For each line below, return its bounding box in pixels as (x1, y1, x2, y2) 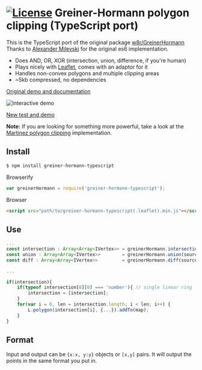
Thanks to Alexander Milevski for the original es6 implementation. (6, 45, 169, 52)
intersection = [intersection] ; (28, 290, 109, 296)
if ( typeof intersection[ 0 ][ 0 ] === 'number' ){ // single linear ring (17, 284, 192, 290)
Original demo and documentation (6, 87, 91, 95)
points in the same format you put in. (6, 357, 97, 365)
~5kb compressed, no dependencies (14, 76, 106, 83)
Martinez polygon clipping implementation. (6, 129, 112, 136)
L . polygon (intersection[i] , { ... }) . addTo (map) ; (28, 307, 149, 313)
